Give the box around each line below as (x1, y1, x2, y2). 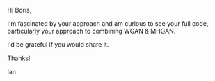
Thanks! (7, 54, 31, 62)
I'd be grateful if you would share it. (7, 40, 109, 48)
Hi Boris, (7, 6, 32, 14)
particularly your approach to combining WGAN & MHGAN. (7, 27, 176, 35)
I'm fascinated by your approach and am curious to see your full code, (7, 20, 209, 27)
